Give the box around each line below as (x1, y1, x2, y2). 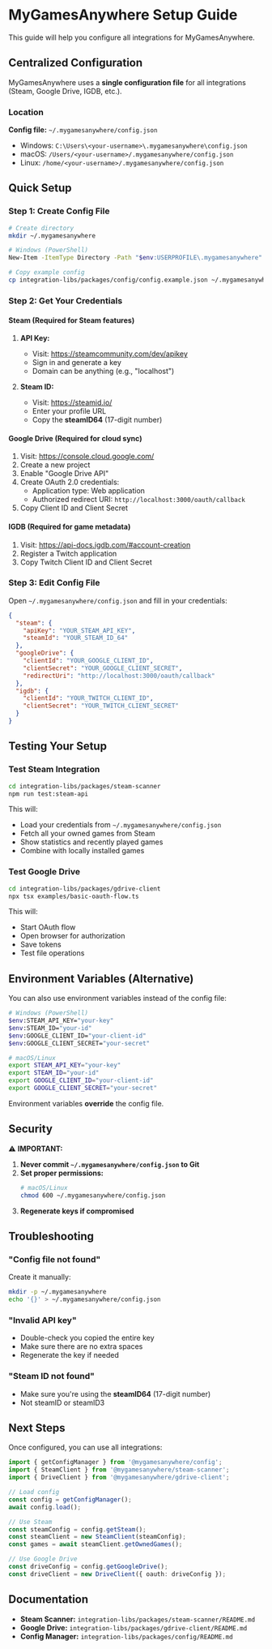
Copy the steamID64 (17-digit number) (32, 415, 163, 425)
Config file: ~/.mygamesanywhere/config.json (8, 125, 158, 135)
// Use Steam (8, 1518, 53, 1526)
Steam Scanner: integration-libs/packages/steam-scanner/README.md (19, 1614, 256, 1624)
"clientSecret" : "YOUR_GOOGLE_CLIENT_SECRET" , (23, 663, 183, 672)
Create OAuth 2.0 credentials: (19, 477, 120, 487)
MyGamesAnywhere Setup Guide (8, 6, 238, 24)
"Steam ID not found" (8, 1371, 96, 1382)
